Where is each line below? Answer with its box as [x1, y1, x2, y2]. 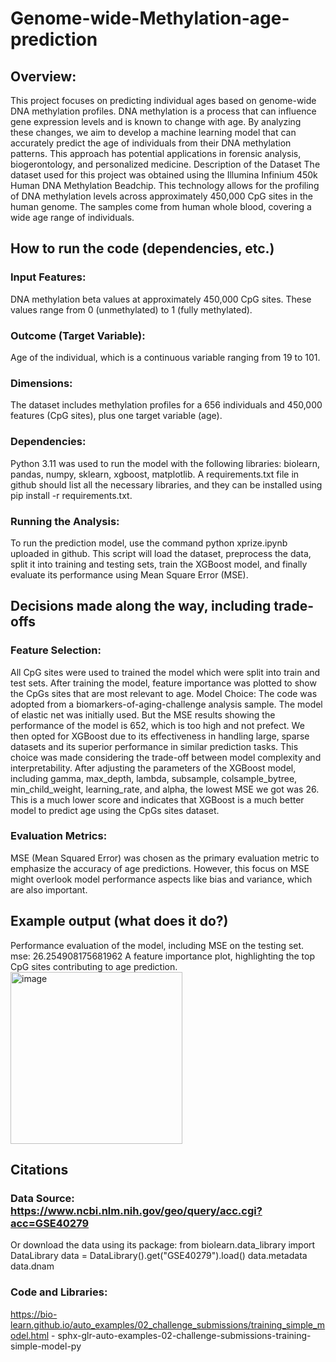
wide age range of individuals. [10, 212, 135, 223]
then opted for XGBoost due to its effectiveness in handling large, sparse [10, 730, 310, 742]
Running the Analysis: [10, 514, 120, 528]
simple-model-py [10, 1340, 82, 1352]
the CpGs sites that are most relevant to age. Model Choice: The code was [10, 687, 318, 699]
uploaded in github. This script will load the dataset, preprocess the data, [10, 547, 312, 559]
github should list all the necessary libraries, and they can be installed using [10, 478, 323, 491]
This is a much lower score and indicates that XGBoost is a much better [10, 793, 305, 806]
